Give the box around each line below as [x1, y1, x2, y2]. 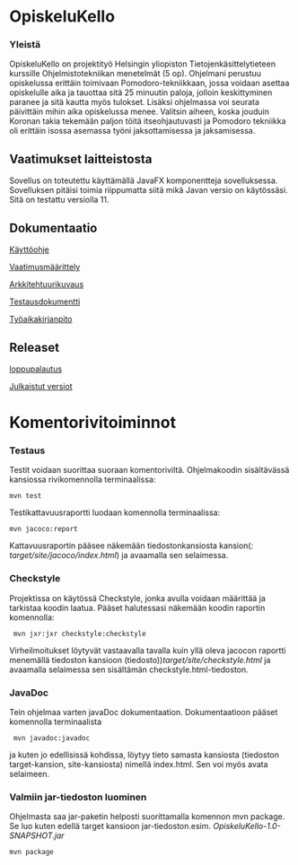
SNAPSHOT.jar [9, 830, 65, 841]
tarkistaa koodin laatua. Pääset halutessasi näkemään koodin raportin [9, 602, 266, 613]
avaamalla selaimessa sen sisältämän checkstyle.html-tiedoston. [9, 664, 249, 675]
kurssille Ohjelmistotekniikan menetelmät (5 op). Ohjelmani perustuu [9, 68, 262, 79]
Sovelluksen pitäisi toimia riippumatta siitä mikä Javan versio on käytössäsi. [9, 185, 289, 196]
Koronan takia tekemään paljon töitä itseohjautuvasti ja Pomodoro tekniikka [9, 116, 286, 127]
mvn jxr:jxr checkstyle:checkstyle [13, 629, 146, 638]
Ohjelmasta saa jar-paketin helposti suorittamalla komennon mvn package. [9, 811, 285, 822]
